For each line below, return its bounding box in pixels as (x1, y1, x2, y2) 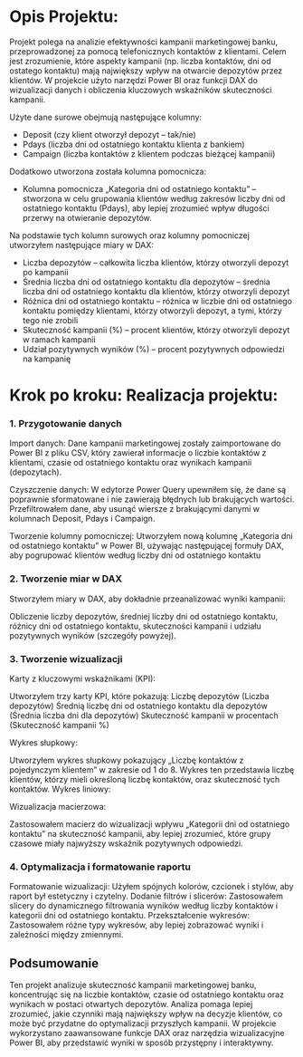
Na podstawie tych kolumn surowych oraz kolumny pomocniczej (9, 229, 251, 241)
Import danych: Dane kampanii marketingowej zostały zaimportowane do (9, 437, 281, 449)
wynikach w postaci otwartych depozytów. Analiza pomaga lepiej (9, 999, 253, 1010)
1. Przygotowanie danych (9, 418, 122, 430)
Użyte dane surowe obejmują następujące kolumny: (9, 111, 202, 122)
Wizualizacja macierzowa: (9, 802, 107, 812)
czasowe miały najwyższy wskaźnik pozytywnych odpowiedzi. (9, 838, 243, 849)
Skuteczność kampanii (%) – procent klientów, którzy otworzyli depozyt (22, 324, 290, 335)
